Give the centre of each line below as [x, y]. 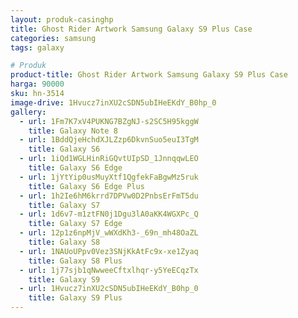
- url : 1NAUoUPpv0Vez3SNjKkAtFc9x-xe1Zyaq [109, 251]
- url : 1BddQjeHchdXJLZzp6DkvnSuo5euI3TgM [109, 140]
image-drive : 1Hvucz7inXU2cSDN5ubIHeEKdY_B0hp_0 [113, 102]
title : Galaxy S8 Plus [75, 261]
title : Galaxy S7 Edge [75, 224]
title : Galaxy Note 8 [73, 131]
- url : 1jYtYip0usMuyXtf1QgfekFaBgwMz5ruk [109, 177]
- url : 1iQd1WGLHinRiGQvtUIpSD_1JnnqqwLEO [109, 159]
